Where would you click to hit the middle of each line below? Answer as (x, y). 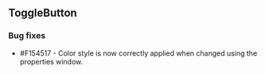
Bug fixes (27, 36)
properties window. (51, 61)
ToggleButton (43, 13)
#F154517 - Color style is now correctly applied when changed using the (138, 53)
